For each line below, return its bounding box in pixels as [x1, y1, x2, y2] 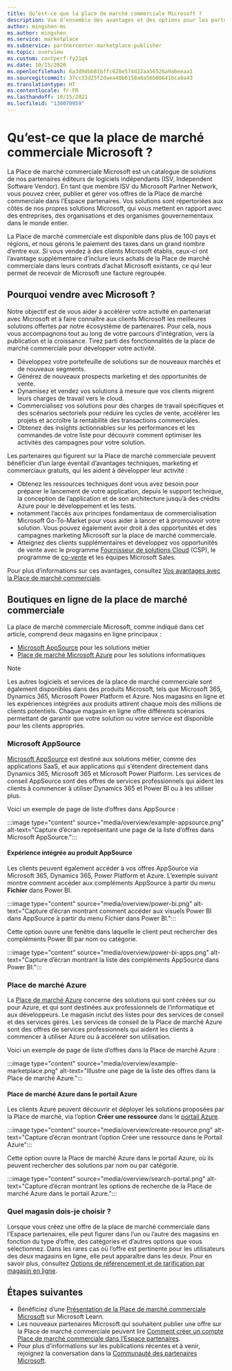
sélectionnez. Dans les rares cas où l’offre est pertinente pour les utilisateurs [7, 1245, 225, 1253]
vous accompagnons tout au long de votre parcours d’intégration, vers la [7, 329, 215, 337]
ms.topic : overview [7, 49, 64, 56]
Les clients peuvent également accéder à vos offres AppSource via [7, 864, 198, 872]
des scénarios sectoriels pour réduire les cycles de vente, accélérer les [17, 408, 220, 417]
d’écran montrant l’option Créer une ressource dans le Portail [49, 1133, 223, 1142]
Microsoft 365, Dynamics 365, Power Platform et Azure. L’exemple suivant [7, 871, 218, 880]
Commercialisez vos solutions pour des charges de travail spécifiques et [17, 401, 224, 410]
